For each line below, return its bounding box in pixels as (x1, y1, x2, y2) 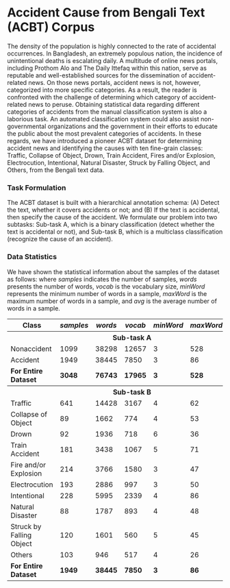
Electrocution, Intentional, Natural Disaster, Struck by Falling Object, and (7, 158, 211, 167)
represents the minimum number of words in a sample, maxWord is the (7, 289, 207, 297)
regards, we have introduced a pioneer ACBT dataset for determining (7, 136, 202, 145)
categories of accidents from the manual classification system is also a (7, 108, 207, 116)
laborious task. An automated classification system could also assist (7, 114, 200, 123)
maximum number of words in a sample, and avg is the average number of (7, 297, 218, 305)
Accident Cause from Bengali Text (7, 5, 205, 21)
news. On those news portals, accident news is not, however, (28, 78, 201, 86)
